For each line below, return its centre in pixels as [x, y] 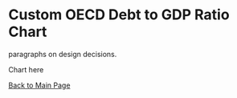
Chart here [26, 69]
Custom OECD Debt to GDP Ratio [119, 15]
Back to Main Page [39, 85]
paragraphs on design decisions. [63, 54]
